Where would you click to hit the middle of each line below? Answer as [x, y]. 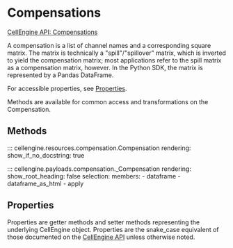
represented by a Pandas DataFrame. [61, 75]
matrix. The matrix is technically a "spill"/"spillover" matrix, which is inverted [116, 53]
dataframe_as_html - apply [46, 183]
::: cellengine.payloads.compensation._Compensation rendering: [99, 169]
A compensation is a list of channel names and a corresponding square [109, 45]
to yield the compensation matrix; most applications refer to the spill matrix [114, 60]
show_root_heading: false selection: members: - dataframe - [94, 176]
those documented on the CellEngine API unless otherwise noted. [101, 237]
